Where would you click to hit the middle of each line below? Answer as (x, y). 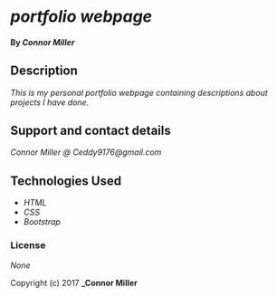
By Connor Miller (43, 42)
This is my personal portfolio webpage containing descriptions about (139, 92)
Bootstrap (42, 222)
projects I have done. (50, 102)
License (28, 245)
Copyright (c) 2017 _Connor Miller (74, 283)
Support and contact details (91, 130)
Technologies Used (66, 181)
